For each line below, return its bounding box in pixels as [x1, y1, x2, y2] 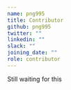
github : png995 [7, 23, 52, 30]
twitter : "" [7, 29, 42, 37]
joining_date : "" [7, 50, 58, 57]
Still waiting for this [7, 75, 63, 83]
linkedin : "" [7, 36, 45, 43]
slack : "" [7, 43, 36, 50]
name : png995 [7, 10, 45, 17]
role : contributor [7, 56, 61, 63]
